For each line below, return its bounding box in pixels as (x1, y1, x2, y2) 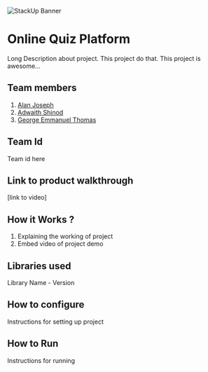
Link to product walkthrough (7, 174, 134, 186)
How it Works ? (7, 214, 75, 226)
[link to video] (7, 193, 47, 202)
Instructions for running (7, 356, 76, 364)
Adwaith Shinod (17, 108, 64, 116)
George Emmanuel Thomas (17, 116, 97, 124)
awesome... (7, 62, 41, 70)
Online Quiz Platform (7, 32, 131, 47)
